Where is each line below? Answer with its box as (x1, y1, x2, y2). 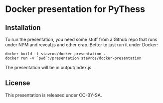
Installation (5, 23, 41, 32)
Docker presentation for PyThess (5, 3, 146, 15)
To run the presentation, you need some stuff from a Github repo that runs (5, 36, 158, 42)
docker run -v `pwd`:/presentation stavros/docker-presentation (5, 56, 142, 61)
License (5, 79, 30, 88)
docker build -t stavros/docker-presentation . (5, 51, 106, 56)
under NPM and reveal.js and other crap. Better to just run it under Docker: (5, 42, 159, 48)
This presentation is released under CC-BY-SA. (5, 92, 102, 98)
